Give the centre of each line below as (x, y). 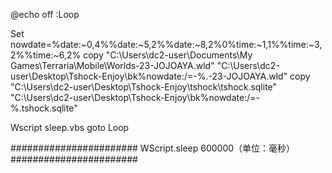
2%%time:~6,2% (46, 55)
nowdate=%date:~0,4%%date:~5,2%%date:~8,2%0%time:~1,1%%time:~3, (166, 44)
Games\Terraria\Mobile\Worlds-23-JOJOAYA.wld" (112, 65)
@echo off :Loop (45, 14)
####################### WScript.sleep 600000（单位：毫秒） (153, 148)
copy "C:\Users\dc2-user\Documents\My (168, 55)
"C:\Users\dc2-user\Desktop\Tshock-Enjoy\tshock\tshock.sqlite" (144, 87)
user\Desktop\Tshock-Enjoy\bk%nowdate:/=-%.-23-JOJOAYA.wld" (149, 76)
